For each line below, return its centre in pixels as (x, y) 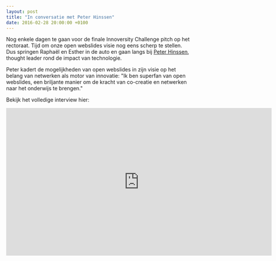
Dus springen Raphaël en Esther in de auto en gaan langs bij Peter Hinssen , (98, 52)
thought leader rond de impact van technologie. (64, 58)
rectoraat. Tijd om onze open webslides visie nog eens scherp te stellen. (94, 45)
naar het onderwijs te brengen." (45, 89)
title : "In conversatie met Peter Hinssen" (60, 17)
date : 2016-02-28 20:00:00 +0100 (47, 22)
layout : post (22, 12)
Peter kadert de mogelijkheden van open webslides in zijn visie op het (91, 70)
